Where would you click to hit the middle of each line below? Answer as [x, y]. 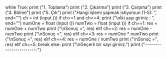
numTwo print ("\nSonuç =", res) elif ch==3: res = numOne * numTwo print [82, 34]
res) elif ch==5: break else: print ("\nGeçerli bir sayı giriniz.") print [73, 44]
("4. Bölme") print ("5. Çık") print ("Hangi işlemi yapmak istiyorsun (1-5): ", [81, 12]
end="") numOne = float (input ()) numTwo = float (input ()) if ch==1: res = [81, 23]
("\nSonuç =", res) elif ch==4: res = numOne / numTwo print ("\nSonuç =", [82, 39]
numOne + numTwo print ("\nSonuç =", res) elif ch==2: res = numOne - [79, 28]
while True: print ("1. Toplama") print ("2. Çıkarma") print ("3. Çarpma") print [83, 7]
